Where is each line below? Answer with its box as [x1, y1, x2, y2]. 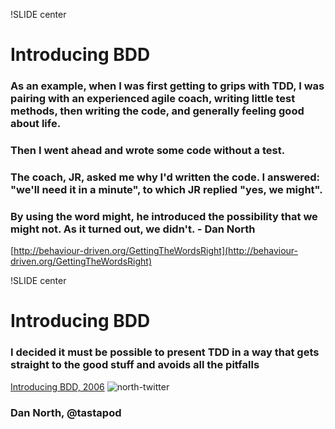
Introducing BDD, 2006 [10, 380, 105, 393]
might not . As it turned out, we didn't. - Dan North [10, 222, 256, 236]
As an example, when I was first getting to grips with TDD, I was [10, 79, 325, 93]
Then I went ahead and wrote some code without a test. [10, 144, 286, 158]
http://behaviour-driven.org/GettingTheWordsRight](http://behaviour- [13, 245, 298, 257]
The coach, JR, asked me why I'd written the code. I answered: [10, 170, 321, 184]
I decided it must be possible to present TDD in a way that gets [10, 345, 320, 359]
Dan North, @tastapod [10, 405, 122, 419]
